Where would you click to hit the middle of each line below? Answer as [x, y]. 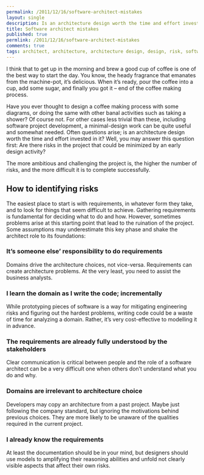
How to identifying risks [53, 189]
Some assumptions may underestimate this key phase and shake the [92, 229]
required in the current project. [45, 423]
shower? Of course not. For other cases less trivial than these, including [96, 119]
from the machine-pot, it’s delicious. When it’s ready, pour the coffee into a [100, 81]
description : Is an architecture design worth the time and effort [93, 23]
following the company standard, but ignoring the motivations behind [93, 411]
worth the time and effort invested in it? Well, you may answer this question [100, 138]
